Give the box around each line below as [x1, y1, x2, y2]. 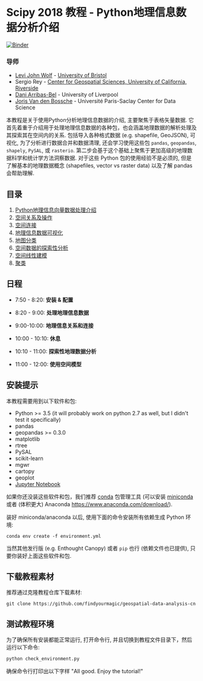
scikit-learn [14, 455, 43, 462]
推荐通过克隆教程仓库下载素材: [6, 589, 83, 596]
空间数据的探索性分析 [14, 244, 68, 252]
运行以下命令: [6, 644, 40, 651]
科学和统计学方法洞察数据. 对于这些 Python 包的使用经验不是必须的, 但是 [11, 154, 192, 161]
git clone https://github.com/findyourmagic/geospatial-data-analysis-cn [6, 601, 196, 607]
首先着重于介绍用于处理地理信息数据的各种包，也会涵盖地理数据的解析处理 [6, 124, 192, 131]
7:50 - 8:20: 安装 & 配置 [14, 296, 74, 303]
